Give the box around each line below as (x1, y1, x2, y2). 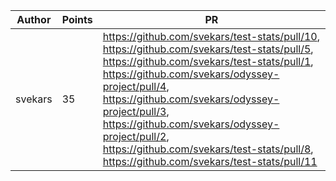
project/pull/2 (102, 130, 167, 143)
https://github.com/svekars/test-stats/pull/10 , (102, 30, 320, 43)
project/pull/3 (102, 105, 167, 118)
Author (16, 13, 52, 26)
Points (61, 13, 93, 26)
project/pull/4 (102, 80, 167, 93)
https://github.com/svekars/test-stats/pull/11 (102, 155, 318, 168)
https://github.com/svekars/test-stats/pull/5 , (102, 42, 314, 56)
